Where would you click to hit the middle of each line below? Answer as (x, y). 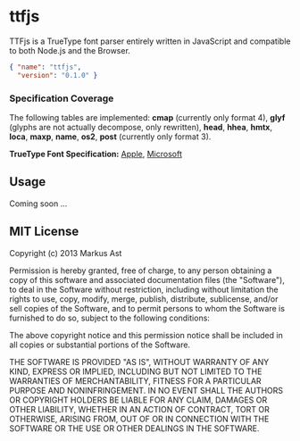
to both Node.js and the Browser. (70, 50)
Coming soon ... (38, 204)
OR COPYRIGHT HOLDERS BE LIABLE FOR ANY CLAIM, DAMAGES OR (138, 400)
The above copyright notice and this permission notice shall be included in (146, 335)
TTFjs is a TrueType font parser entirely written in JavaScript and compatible (150, 41)
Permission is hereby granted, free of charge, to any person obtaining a (141, 270)
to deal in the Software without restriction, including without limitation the (144, 289)
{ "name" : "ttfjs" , (46, 67)
